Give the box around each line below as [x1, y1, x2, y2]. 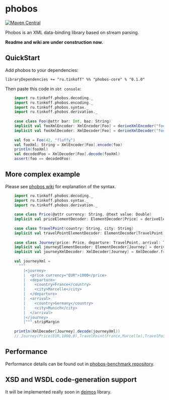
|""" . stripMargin [23, 319, 59, 325]
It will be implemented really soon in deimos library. [5, 388, 112, 395]
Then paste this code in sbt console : [5, 86, 81, 92]
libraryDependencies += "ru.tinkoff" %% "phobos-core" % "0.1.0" [5, 76, 145, 82]
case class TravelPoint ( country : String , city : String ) [14, 226, 134, 231]
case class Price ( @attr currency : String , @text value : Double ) [14, 212, 152, 217]
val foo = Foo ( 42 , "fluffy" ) [14, 137, 75, 142]
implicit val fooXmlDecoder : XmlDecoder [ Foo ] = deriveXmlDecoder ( [14, 128, 156, 133]
